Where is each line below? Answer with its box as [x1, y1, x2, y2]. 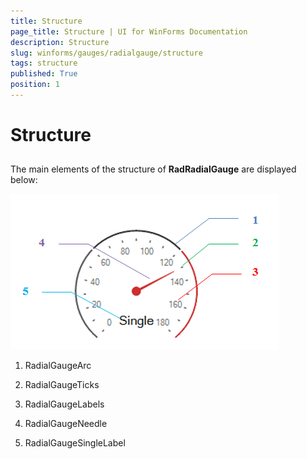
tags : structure [10, 58, 78, 69]
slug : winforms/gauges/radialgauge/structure [10, 48, 203, 58]
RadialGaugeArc [24, 360, 92, 372]
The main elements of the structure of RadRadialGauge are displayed [10, 163, 297, 175]
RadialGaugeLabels [24, 398, 105, 410]
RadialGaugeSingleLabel [24, 437, 126, 449]
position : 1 [10, 80, 60, 90]
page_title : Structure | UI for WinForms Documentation [10, 26, 248, 37]
